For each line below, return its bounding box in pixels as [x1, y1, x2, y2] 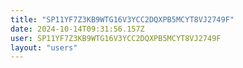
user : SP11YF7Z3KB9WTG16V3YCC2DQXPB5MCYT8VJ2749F [10, 33, 222, 43]
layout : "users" [10, 42, 78, 53]
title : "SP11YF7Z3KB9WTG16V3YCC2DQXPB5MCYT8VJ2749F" [10, 14, 235, 25]
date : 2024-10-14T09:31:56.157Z [10, 24, 145, 34]
